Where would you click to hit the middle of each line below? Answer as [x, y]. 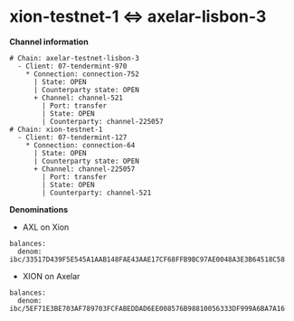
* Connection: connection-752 [83, 74]
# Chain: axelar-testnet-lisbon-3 [75, 58]
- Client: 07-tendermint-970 [72, 66]
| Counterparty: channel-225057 [103, 121]
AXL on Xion [46, 227]
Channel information [49, 42]
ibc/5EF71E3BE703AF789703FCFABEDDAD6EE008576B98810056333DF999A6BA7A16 [147, 308]
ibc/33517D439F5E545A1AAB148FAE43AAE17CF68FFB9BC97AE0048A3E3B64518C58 [147, 260]
